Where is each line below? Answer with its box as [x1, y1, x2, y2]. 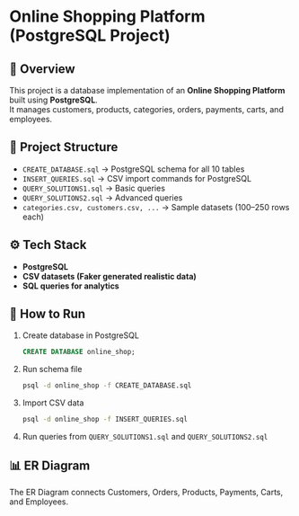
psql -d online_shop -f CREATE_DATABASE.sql [22, 381, 192, 390]
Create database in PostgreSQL [22, 330, 139, 341]
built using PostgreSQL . [9, 94, 99, 105]
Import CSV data [22, 397, 84, 408]
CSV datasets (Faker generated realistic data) [22, 271, 198, 281]
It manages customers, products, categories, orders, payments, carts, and [9, 104, 285, 114]
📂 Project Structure [9, 139, 119, 155]
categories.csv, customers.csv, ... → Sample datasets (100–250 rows [22, 201, 290, 212]
